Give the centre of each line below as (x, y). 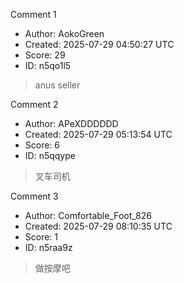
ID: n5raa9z (48, 247)
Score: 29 (45, 55)
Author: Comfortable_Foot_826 (88, 215)
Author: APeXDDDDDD (71, 123)
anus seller (57, 85)
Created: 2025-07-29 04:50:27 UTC (99, 44)
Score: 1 (41, 237)
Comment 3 (34, 196)
